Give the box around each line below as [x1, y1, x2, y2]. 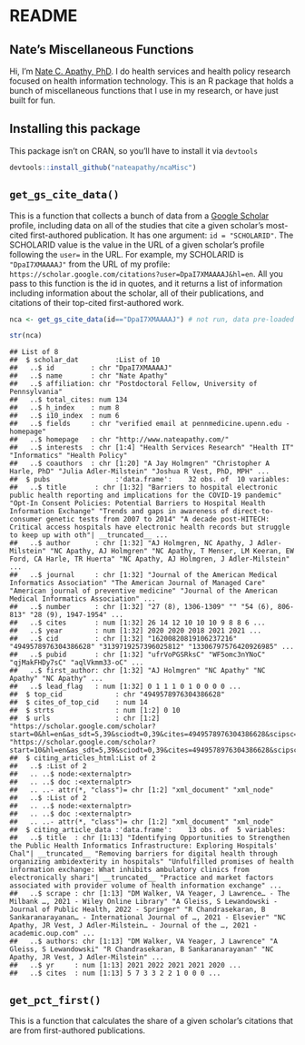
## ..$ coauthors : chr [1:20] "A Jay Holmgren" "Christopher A [9, 459, 271, 469]
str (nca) [9, 331, 43, 340]
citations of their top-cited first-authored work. [9, 297, 184, 308]
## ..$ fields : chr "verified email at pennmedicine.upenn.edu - [9, 420, 290, 429]
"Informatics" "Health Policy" [9, 451, 128, 461]
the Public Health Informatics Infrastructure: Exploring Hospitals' [9, 841, 279, 851]
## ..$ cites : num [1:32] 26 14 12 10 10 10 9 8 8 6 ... [9, 618, 266, 628]
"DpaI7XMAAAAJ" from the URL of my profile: [9, 259, 171, 269]
